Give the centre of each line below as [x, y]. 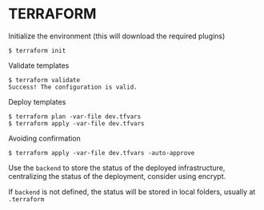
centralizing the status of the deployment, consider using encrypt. [117, 176]
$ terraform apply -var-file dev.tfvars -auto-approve [102, 153]
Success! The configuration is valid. [73, 87]
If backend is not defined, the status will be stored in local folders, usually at [132, 192]
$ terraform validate [44, 80]
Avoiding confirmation [45, 138]
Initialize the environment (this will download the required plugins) [117, 36]
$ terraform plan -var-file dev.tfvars [75, 117]
